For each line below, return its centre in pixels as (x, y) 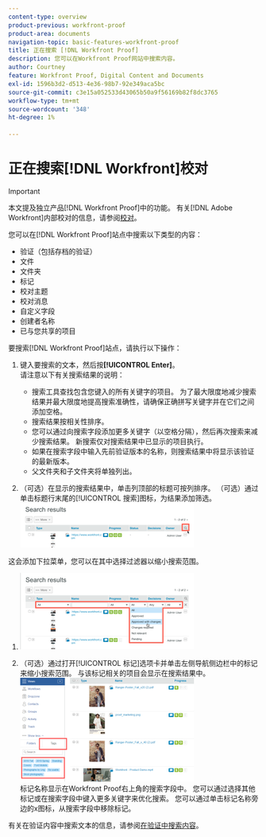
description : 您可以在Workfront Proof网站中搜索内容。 (94, 59)
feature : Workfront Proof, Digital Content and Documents (106, 76)
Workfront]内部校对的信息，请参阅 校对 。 (75, 217)
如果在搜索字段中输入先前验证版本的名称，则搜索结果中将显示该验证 (143, 451)
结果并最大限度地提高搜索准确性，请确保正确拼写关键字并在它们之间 (143, 401)
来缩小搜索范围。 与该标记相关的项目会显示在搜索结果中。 (115, 673)
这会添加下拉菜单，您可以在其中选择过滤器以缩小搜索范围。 (106, 561)
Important (24, 191)
